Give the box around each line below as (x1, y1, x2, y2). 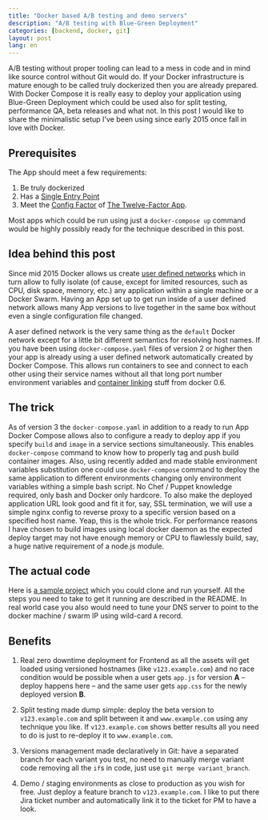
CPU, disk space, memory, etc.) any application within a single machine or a (8, 285, 258, 295)
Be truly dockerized (19, 183, 86, 192)
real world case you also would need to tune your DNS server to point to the (8, 602, 258, 613)
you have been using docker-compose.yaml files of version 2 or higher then (8, 344, 253, 353)
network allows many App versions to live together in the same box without (8, 302, 256, 312)
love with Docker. (8, 123, 66, 133)
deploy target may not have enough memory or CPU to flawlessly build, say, (8, 533, 259, 542)
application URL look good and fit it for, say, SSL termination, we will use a (8, 498, 253, 508)
